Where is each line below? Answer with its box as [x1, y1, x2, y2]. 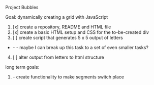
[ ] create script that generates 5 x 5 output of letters [12, 35, 123, 40]
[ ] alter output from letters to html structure [12, 54, 104, 60]
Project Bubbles [5, 5, 39, 10]
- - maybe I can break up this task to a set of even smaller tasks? [12, 45, 149, 50]
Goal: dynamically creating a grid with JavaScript [5, 14, 108, 20]
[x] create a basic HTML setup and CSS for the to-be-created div [12, 29, 149, 35]
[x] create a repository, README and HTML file [12, 24, 111, 30]
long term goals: [5, 64, 40, 70]
